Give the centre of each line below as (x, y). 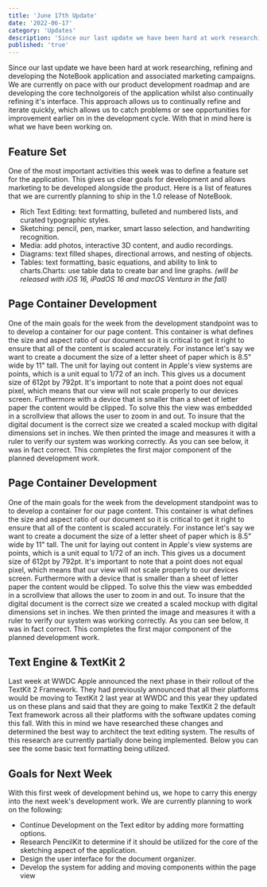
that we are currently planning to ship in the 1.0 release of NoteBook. (120, 196)
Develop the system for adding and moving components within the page (138, 867)
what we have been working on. (60, 127)
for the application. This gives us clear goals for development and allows (127, 179)
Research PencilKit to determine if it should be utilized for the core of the (139, 842)
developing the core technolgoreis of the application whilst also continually (131, 93)
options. (33, 834)
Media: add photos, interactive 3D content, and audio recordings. (126, 245)
